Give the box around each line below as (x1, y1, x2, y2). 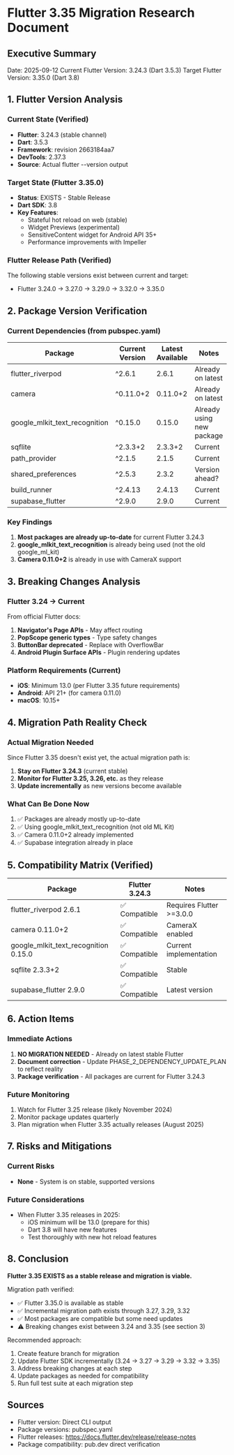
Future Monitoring (7, 1089, 70, 1099)
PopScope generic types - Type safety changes (17, 633, 157, 642)
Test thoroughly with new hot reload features (27, 1233, 157, 1241)
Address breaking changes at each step (17, 1364, 132, 1373)
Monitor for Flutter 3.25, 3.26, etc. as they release (17, 774, 164, 783)
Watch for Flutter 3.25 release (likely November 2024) (17, 1105, 173, 1114)
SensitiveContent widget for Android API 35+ (27, 230, 157, 239)
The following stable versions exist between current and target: (7, 271, 189, 280)
